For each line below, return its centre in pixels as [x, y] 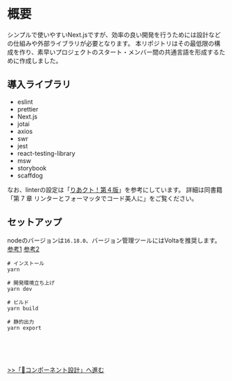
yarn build [23, 308]
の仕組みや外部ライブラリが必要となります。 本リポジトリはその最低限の [111, 43]
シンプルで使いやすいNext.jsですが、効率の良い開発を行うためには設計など [114, 35]
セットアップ [35, 222]
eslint [25, 102]
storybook [32, 168]
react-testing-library [46, 153]
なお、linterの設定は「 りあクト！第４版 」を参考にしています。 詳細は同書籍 [115, 189]
